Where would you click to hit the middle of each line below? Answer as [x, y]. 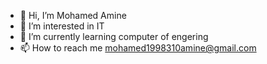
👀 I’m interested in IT [62, 26]
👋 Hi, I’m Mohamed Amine [73, 15]
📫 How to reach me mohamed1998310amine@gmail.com [138, 48]
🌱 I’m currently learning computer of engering [114, 36]
